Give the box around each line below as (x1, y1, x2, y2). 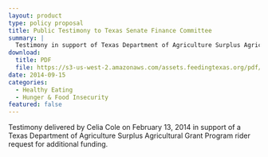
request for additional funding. (8, 139, 108, 149)
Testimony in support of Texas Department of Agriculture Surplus (15, 41, 241, 49)
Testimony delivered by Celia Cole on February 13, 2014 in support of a (8, 123, 242, 132)
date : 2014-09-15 (8, 71, 66, 79)
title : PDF (15, 57, 52, 65)
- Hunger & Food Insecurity (15, 93, 109, 101)
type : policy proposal (8, 19, 84, 27)
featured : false (8, 100, 62, 108)
